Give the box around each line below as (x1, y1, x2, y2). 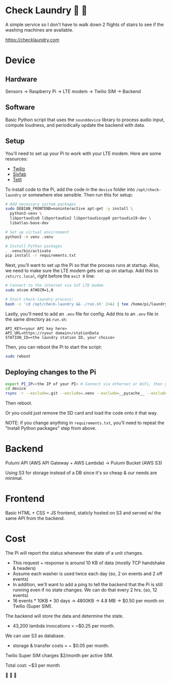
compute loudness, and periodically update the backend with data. (5, 122, 146, 128)
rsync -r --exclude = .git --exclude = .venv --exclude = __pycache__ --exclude (5, 391, 167, 396)
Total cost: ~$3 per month (5, 662, 60, 668)
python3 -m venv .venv (5, 234, 53, 239)
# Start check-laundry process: (5, 297, 74, 302)
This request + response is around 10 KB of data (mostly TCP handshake (12, 560, 165, 566)
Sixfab (12, 171, 26, 177)
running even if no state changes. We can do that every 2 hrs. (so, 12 (12, 587, 157, 593)
